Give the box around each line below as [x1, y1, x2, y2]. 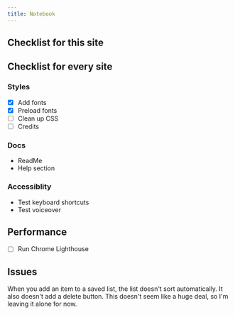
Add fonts [17, 98, 47, 106]
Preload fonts [17, 106, 58, 114]
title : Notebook [7, 10, 55, 18]
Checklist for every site [7, 61, 113, 73]
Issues [7, 265, 38, 277]
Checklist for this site [7, 37, 104, 49]
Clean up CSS [17, 114, 59, 123]
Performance [7, 226, 67, 238]
